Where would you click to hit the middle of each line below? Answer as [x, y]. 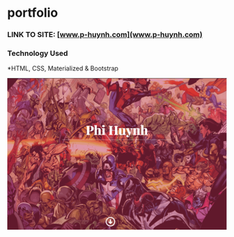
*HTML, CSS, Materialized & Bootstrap [63, 68]
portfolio [33, 13]
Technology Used [38, 54]
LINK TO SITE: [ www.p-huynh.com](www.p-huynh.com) [105, 35]
